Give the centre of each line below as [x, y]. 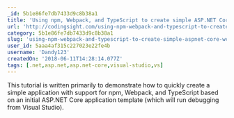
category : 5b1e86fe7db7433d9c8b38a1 [60, 33]
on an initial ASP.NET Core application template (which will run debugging [113, 100]
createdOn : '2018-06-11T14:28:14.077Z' [65, 59]
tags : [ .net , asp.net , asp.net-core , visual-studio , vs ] [85, 65]
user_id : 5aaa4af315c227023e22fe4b [59, 46]
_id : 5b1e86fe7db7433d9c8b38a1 [53, 14]
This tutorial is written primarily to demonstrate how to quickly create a [109, 85]
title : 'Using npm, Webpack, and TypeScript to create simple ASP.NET [112, 20]
